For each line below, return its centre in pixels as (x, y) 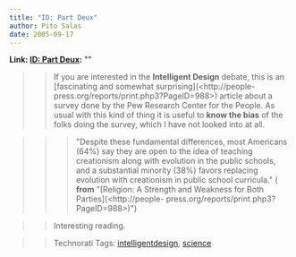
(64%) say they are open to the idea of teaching (164, 151)
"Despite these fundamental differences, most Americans (182, 142)
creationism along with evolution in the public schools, (176, 161)
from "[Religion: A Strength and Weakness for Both (170, 190)
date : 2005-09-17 (42, 34)
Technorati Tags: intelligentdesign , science (132, 244)
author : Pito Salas (46, 26)
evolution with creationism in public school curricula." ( (177, 180)
